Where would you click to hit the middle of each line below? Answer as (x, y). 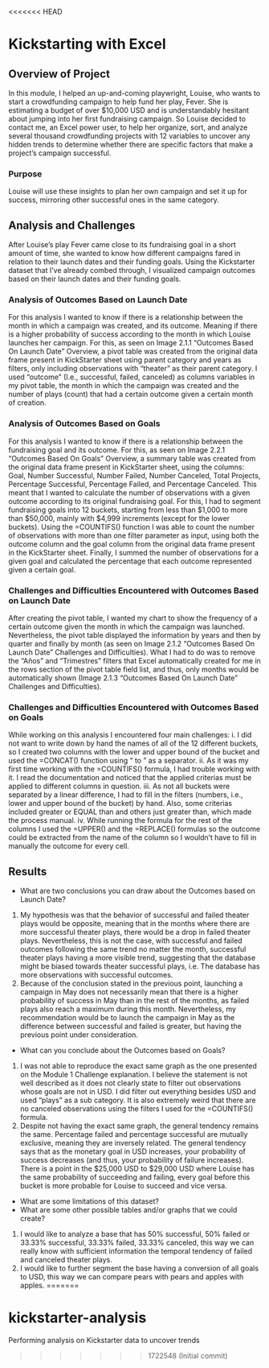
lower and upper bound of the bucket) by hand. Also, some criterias (120, 804)
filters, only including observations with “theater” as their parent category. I (133, 369)
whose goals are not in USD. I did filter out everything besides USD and (138, 1092)
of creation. (27, 403)
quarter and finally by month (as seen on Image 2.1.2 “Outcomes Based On (132, 644)
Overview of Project (59, 74)
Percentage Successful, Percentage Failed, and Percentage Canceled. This (132, 484)
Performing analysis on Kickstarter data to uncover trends (104, 1341)
